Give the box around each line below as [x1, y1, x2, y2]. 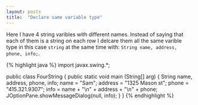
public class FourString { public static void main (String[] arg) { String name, [6, 73, 193, 80]
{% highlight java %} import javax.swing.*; [6, 61, 110, 69]
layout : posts [6, 8, 42, 15]
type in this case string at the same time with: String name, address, [6, 43, 178, 51]
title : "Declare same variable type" [6, 14, 103, 20]
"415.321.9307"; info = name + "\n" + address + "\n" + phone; [6, 85, 158, 92]
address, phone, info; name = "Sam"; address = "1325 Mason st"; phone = [6, 79, 189, 87]
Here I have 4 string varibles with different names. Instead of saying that [6, 30, 184, 38]
